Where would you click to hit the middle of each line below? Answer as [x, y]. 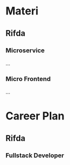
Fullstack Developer [35, 155]
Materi [22, 11]
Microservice [25, 50]
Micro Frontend [28, 79]
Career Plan [35, 116]
